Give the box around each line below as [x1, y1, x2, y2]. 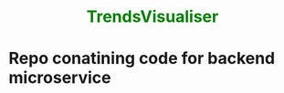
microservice [8, 67, 111, 88]
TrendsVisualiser [86, 6, 219, 27]
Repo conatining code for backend [8, 48, 276, 69]
